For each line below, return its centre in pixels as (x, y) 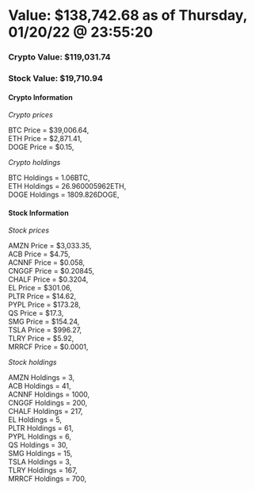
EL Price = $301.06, (40, 288)
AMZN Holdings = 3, (42, 378)
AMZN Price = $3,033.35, (50, 246)
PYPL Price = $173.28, (44, 305)
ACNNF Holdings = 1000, (49, 394)
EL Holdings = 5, (35, 420)
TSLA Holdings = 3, (40, 462)
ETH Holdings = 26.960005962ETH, (67, 186)
